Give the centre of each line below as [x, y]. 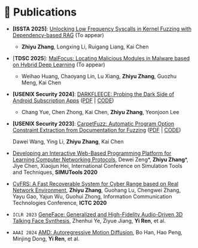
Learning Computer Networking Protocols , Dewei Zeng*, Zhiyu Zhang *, [100, 159]
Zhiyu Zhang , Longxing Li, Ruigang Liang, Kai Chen [85, 47]
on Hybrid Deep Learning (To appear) [59, 65]
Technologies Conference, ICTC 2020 [60, 203]
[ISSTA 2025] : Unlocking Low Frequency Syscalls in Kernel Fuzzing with [102, 29]
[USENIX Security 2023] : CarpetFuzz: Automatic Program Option [93, 123]
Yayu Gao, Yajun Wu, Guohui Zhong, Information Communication [92, 196]
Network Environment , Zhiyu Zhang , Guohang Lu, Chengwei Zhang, [97, 190]
